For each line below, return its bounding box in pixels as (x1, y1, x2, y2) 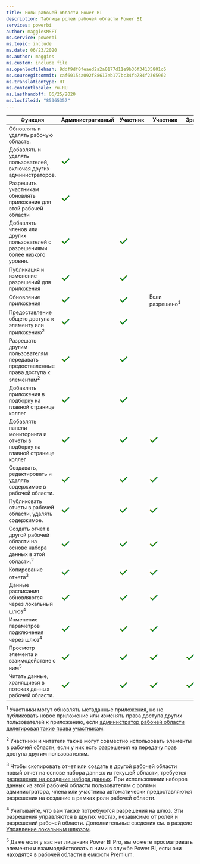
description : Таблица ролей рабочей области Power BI (6, 15, 143, 22)
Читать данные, (8, 673, 49, 680)
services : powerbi (6, 22, 52, 28)
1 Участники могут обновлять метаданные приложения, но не (6, 705, 164, 713)
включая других (8, 164, 50, 172)
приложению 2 (8, 328, 45, 336)
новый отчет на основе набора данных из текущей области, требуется (6, 769, 187, 776)
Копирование (8, 566, 43, 573)
